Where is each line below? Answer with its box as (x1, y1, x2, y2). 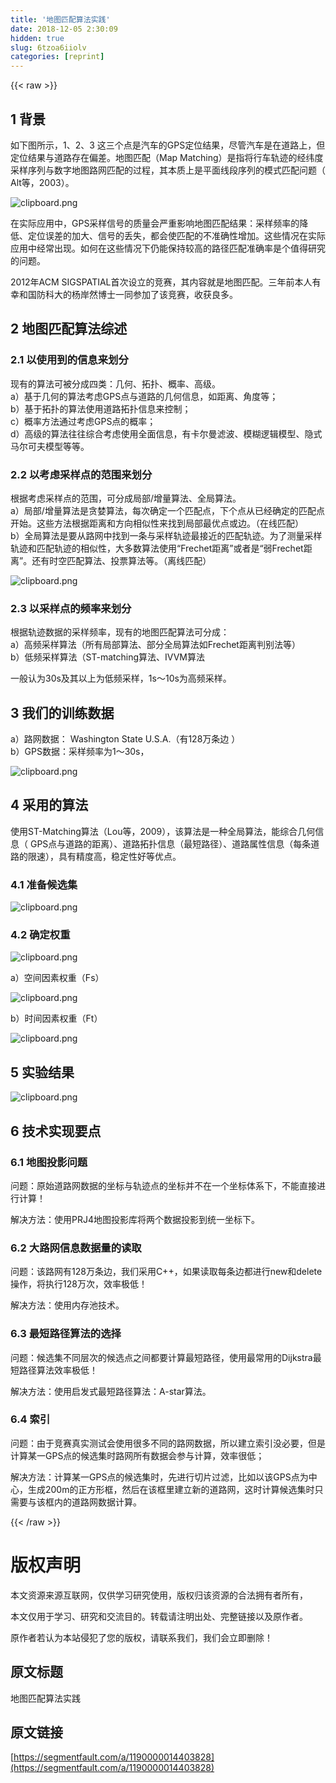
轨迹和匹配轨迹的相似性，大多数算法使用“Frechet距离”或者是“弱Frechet (10, 542, 304, 554)
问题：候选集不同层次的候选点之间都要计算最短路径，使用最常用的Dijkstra (10, 1351, 313, 1363)
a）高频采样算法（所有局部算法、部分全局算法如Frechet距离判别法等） (10, 639, 301, 651)
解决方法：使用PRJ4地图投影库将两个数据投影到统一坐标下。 (10, 1213, 260, 1225)
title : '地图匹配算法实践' (10, 14, 111, 25)
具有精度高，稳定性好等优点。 (58, 850, 182, 862)
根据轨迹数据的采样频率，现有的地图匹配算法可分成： (10, 626, 230, 638)
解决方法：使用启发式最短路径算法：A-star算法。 (10, 1385, 212, 1397)
